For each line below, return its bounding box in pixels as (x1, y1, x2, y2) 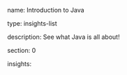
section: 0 (7, 47, 36, 54)
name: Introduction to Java (7, 6, 85, 14)
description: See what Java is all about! (7, 33, 120, 41)
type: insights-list (7, 19, 57, 27)
